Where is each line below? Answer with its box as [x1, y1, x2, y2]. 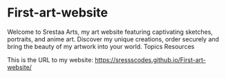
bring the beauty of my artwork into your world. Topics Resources [7, 42, 195, 50]
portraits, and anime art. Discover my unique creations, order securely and [7, 35, 220, 43]
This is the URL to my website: [7, 55, 93, 64]
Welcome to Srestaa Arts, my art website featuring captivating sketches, [7, 28, 213, 36]
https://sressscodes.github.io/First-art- [94, 55, 206, 64]
